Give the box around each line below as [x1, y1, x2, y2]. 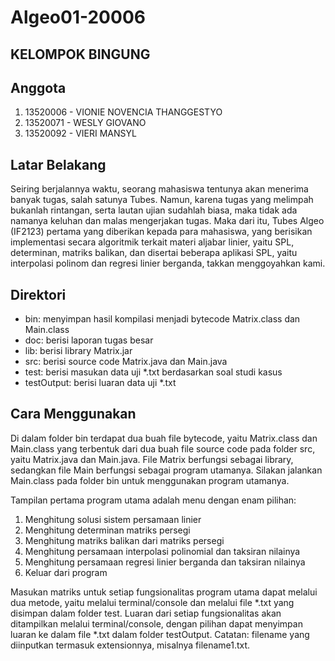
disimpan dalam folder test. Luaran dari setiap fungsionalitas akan [10, 607, 282, 619]
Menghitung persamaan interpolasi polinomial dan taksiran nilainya [24, 545, 301, 557]
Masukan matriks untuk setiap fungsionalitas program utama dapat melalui [10, 586, 318, 598]
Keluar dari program [24, 566, 108, 578]
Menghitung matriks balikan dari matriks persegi [24, 534, 225, 546]
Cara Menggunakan [10, 406, 137, 423]
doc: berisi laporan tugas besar [24, 334, 154, 346]
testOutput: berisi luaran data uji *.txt [24, 377, 177, 389]
